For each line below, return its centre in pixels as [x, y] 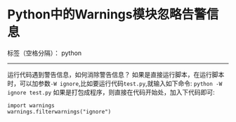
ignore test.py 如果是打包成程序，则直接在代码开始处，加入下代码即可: [111, 92]
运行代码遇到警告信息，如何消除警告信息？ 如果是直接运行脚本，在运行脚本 [116, 74]
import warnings [31, 105]
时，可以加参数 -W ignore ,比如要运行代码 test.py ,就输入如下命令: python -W [115, 83]
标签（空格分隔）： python [45, 53]
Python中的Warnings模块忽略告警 [107, 14]
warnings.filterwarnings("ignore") [59, 111]
